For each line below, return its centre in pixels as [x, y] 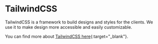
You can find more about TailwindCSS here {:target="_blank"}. [67, 36]
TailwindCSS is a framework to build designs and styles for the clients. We [79, 22]
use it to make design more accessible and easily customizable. [69, 27]
